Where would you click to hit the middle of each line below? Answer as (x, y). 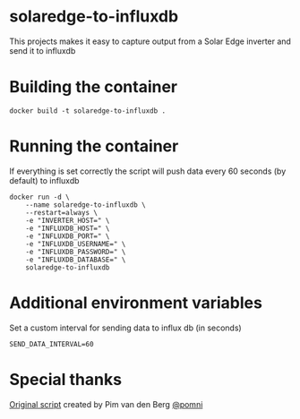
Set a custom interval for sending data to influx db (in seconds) (125, 328)
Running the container (94, 146)
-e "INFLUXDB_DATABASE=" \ (76, 260)
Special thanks (66, 379)
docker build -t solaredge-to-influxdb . (88, 111)
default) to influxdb (44, 180)
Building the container (94, 87)
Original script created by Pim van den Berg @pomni (106, 404)
